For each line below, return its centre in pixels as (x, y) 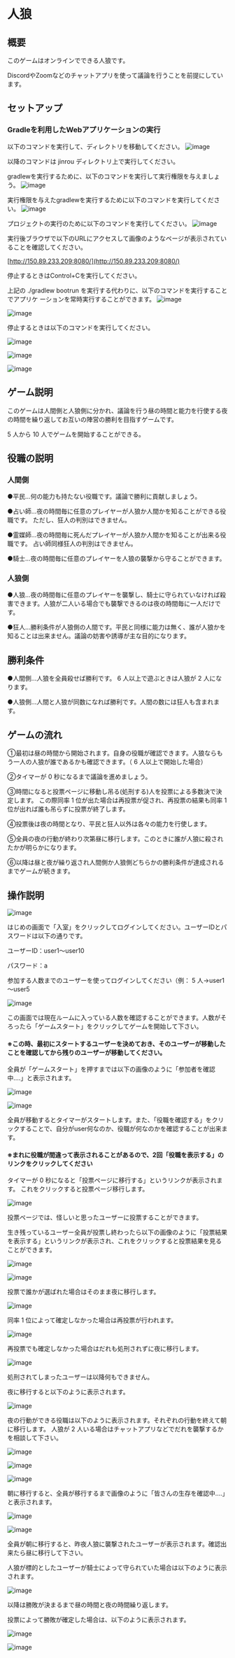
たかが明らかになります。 (44, 848)
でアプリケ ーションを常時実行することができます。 (81, 299)
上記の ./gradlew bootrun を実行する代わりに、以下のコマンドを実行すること (117, 290)
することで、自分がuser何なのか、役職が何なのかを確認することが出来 (120, 1129)
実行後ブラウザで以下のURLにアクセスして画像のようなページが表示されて (114, 238)
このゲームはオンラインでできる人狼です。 (68, 61)
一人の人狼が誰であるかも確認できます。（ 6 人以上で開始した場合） (110, 762)
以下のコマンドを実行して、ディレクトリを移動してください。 (95, 146)
